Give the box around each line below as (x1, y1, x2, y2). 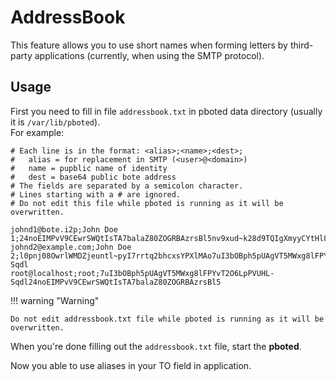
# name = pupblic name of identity (10, 163, 168, 173)
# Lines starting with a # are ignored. (10, 189, 182, 200)
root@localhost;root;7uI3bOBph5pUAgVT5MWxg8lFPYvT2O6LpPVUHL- (10, 268, 275, 278)
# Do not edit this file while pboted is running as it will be (10, 198, 284, 208)
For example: (10, 126, 65, 138)
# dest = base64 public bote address (10, 172, 177, 182)
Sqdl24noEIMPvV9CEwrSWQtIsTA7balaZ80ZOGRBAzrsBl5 (10, 277, 222, 287)
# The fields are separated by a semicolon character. (10, 181, 244, 191)
